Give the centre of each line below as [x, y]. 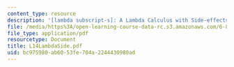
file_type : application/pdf [48, 33]
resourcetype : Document [42, 40]
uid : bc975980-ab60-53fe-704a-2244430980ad [71, 53]
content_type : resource [42, 14]
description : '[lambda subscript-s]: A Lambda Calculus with [98, 20]
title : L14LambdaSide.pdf [45, 46]
